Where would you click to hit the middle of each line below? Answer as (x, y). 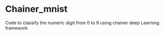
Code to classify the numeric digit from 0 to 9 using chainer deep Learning (82, 23)
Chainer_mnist (36, 9)
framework (17, 28)
